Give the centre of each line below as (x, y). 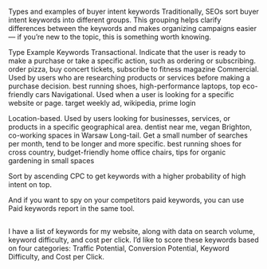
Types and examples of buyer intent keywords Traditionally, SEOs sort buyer (133, 12)
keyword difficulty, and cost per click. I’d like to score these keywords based (133, 240)
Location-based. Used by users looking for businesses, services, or (120, 118)
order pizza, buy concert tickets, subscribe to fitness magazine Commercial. (133, 69)
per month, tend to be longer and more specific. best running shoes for (125, 144)
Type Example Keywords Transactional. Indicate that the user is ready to (127, 52)
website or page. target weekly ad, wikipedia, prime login (102, 103)
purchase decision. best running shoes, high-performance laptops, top (124, 86)
